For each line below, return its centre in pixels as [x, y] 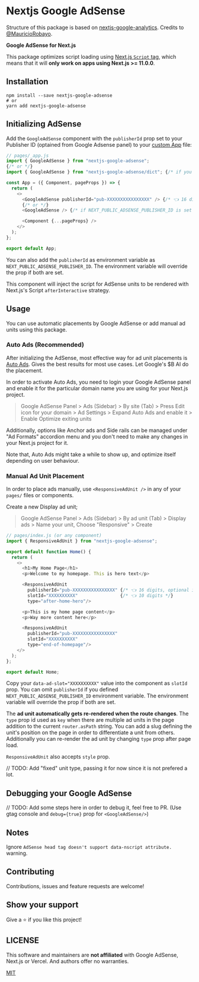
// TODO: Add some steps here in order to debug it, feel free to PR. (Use [94, 808]
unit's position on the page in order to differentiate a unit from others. [91, 732]
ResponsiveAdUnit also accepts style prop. [58, 757]
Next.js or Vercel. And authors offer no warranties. [68, 961]
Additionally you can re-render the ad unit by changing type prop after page [99, 739]
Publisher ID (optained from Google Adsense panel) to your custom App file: [99, 144]
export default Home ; [33, 672]
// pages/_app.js [28, 156]
